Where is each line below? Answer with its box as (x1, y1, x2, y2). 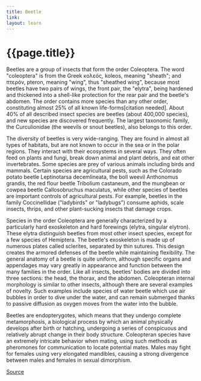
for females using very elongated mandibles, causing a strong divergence (6, 350, 189, 358)
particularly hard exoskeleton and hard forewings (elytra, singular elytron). (6, 223, 191, 231)
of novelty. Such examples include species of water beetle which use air (6, 287, 186, 295)
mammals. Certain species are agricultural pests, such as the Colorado (6, 167, 182, 175)
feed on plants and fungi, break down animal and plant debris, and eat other (6, 154, 194, 161)
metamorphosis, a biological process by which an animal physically (6, 318, 173, 326)
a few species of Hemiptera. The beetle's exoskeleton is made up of (6, 236, 175, 244)
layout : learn (6, 20, 42, 26)
